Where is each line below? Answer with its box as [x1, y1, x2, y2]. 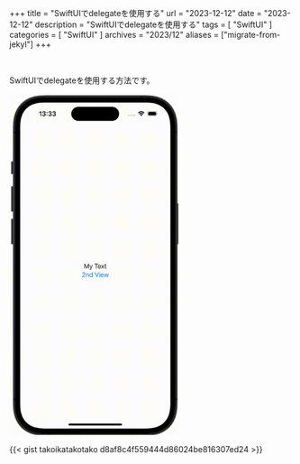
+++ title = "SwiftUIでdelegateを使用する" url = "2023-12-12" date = [9, 8, 262, 18]
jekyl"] [9, 39, 34, 50]
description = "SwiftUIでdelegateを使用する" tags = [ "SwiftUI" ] [34, 19, 273, 30]
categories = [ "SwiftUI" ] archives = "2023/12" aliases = [9, 30, 219, 40]
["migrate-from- [220, 30, 281, 40]
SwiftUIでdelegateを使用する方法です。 [9, 75, 155, 86]
